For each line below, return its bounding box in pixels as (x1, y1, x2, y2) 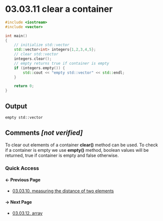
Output (5, 102, 27, 110)
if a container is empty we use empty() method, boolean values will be (5, 147, 149, 153)
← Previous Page (5, 177, 41, 183)
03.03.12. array (12, 210, 43, 216)
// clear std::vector (14, 52, 58, 57)
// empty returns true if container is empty (14, 61, 110, 66)
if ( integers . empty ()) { (14, 65, 65, 70)
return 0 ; (14, 84, 35, 88)
